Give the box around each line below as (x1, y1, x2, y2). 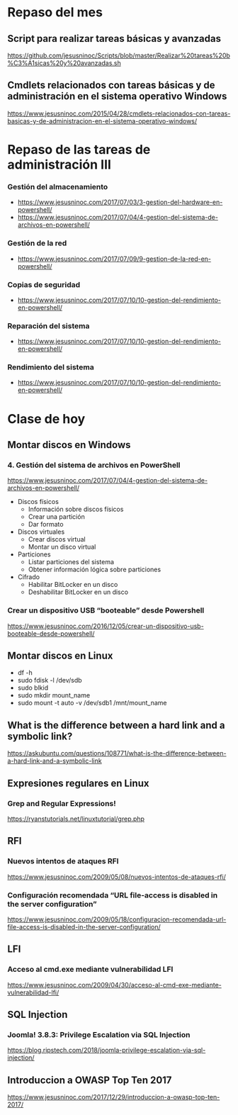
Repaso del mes (7, 4, 103, 21)
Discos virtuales (17, 527, 65, 536)
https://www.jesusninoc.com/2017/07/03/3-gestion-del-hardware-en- (17, 198, 223, 206)
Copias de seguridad (7, 279, 81, 289)
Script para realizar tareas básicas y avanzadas (7, 33, 222, 45)
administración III (7, 157, 112, 172)
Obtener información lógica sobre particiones (28, 565, 161, 574)
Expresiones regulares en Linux (7, 777, 149, 789)
